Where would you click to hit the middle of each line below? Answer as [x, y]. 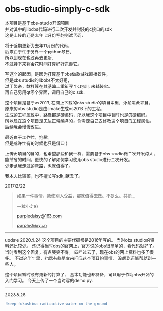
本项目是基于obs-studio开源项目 [37, 23]
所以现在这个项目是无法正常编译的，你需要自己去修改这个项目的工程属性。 [79, 121]
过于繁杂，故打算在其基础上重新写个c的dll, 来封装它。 [59, 86]
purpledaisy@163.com [39, 216]
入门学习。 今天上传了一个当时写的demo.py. [49, 280]
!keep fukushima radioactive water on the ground [56, 304]
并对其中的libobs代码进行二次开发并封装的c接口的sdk [58, 29]
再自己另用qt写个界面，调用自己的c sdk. [45, 92]
